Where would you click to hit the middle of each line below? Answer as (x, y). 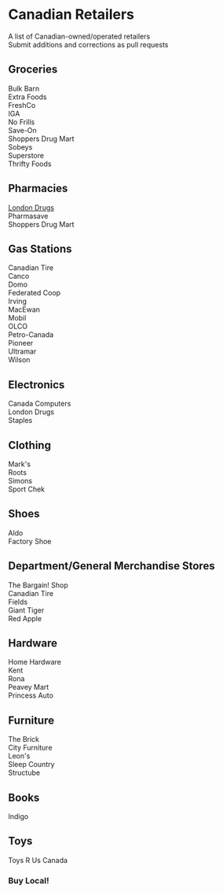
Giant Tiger (26, 610)
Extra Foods (27, 97)
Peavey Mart (29, 687)
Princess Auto (31, 695)
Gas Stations (40, 248)
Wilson (19, 360)
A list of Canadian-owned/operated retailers (79, 36)
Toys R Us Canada (38, 860)
